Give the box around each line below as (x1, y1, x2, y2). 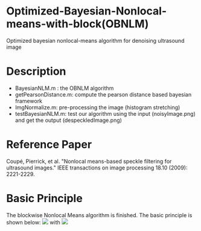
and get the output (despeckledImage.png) (14, 116, 123, 124)
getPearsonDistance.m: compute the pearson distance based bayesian (14, 90, 192, 98)
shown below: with (6, 218, 60, 226)
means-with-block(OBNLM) (6, 17, 149, 31)
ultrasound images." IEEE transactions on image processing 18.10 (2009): (6, 164, 188, 171)
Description (6, 65, 66, 78)
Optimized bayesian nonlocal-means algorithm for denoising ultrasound (6, 37, 185, 44)
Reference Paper (6, 138, 92, 151)
